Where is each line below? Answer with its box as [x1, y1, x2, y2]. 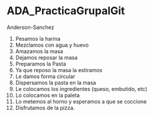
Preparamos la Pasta [15, 60, 66, 67]
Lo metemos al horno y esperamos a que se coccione [15, 97, 147, 105]
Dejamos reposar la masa [15, 54, 78, 61]
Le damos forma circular [15, 73, 76, 80]
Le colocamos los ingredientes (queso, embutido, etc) [15, 85, 148, 92]
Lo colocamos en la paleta [15, 92, 80, 99]
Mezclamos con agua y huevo [15, 41, 89, 48]
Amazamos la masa [15, 47, 63, 54]
